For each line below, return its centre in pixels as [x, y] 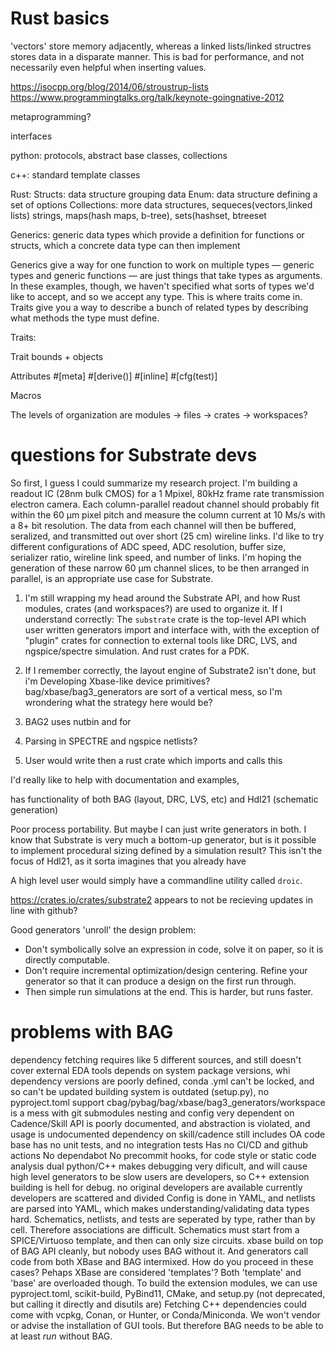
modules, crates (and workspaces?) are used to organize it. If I [153, 608]
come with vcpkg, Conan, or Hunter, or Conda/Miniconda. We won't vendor [165, 1314]
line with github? [44, 910]
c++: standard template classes [75, 174]
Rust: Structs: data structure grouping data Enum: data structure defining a [164, 194]
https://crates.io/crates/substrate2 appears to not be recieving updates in [161, 899]
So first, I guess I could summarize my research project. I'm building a [154, 483]
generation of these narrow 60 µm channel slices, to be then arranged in [160, 568]
